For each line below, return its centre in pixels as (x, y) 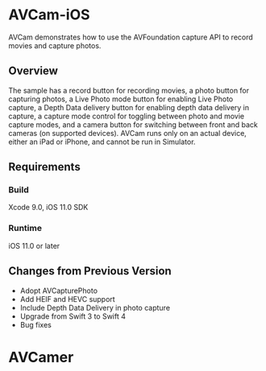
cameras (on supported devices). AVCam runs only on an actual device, (128, 133)
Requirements (44, 167)
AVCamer (41, 357)
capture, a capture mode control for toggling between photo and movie (126, 116)
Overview (33, 71)
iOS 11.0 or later (34, 245)
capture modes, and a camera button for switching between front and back (133, 124)
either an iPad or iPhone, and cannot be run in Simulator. (102, 142)
